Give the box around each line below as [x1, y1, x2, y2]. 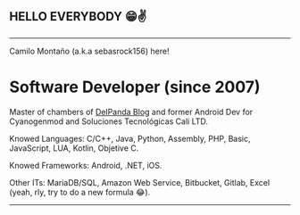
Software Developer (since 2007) [9, 77, 261, 97]
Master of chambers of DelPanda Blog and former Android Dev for [9, 106, 254, 117]
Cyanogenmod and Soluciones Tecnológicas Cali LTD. [9, 116, 208, 127]
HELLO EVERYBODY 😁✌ [9, 9, 147, 24]
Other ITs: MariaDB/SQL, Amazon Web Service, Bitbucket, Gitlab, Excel [9, 177, 271, 187]
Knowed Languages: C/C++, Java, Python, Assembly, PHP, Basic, [9, 133, 252, 144]
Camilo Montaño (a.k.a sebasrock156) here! [9, 45, 170, 56]
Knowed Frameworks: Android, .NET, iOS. [9, 160, 162, 170]
